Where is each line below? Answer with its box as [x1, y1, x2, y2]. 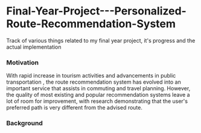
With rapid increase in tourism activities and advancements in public [6, 72, 176, 79]
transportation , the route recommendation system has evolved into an [6, 78, 181, 85]
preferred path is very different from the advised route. [6, 104, 143, 111]
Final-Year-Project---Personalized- [6, 4, 187, 18]
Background [6, 119, 43, 128]
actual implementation [6, 43, 62, 51]
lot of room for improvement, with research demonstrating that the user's [6, 97, 188, 105]
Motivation [6, 58, 39, 67]
